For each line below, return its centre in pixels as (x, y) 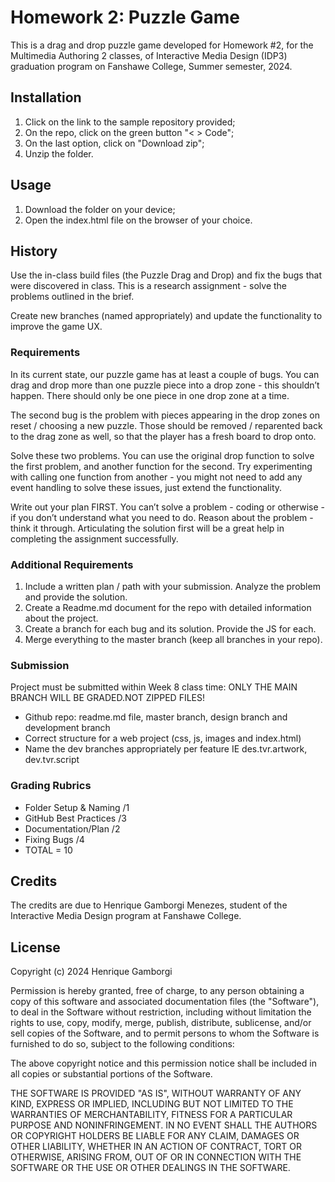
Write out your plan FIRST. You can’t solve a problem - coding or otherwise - (168, 507)
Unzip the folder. (59, 153)
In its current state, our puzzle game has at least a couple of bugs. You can (165, 374)
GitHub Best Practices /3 (75, 818)
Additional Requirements (72, 564)
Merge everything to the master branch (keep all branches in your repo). (173, 639)
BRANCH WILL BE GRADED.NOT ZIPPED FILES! (108, 698)
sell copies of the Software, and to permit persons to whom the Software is (165, 1033)
